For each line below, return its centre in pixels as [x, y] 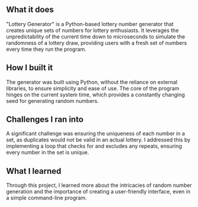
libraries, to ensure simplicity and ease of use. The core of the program [93, 88]
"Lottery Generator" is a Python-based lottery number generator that [90, 24]
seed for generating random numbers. [53, 101]
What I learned [34, 171]
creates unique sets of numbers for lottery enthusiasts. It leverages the [92, 30]
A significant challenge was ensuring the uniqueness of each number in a [95, 134]
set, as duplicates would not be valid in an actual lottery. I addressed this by [98, 140]
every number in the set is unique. [48, 153]
